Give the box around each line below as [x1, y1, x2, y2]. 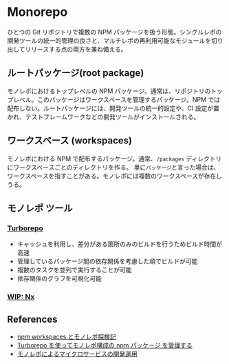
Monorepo [7, 4, 68, 20]
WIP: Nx [7, 292, 35, 302]
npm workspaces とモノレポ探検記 [17, 332, 117, 341]
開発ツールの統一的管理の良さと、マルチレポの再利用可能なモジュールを [7, 36, 212, 45]
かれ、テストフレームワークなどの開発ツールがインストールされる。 [7, 112, 200, 121]
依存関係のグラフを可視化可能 [17, 274, 102, 283]
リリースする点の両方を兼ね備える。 [25, 45, 127, 53]
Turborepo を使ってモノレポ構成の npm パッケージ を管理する [17, 341, 193, 349]
